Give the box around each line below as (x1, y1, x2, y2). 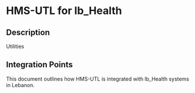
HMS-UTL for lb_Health (6, 4, 122, 18)
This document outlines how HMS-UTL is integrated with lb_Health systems (6, 75, 190, 82)
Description (6, 27, 50, 37)
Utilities (6, 43, 25, 50)
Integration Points (6, 60, 73, 70)
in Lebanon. (6, 81, 35, 88)
